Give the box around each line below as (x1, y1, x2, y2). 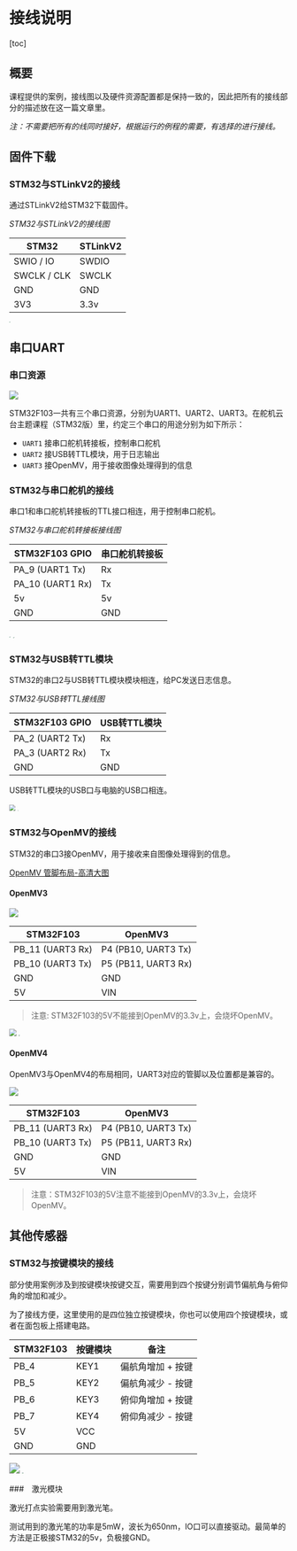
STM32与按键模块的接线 (9, 1257, 114, 1269)
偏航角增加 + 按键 (120, 1361, 194, 1373)
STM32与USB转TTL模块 (9, 653, 113, 665)
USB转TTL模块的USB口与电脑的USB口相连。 (9, 785, 172, 795)
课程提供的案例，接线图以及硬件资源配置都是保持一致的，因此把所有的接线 (9, 90, 280, 102)
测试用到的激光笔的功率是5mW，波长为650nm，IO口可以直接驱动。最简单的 (9, 1521, 286, 1532)
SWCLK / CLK (13, 269, 72, 282)
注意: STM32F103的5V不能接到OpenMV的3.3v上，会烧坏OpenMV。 (30, 1010, 278, 1020)
